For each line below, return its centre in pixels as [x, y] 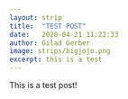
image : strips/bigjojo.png [60, 51]
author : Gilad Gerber [50, 43]
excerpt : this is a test [56, 59]
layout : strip [36, 18]
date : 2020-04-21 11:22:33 [64, 34]
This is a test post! [44, 85]
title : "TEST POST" [48, 26]
